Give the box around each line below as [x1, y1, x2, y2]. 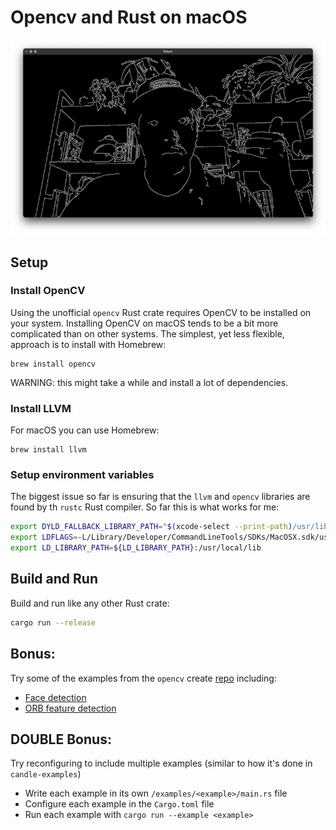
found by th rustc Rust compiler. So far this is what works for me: [10, 501, 280, 513]
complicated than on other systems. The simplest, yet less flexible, [10, 327, 285, 340]
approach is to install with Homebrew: [10, 338, 167, 350]
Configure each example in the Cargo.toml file [24, 798, 215, 810]
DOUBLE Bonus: [10, 731, 112, 748]
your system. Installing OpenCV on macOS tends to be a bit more [10, 317, 279, 329]
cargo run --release [10, 617, 97, 628]
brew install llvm [10, 445, 87, 455]
